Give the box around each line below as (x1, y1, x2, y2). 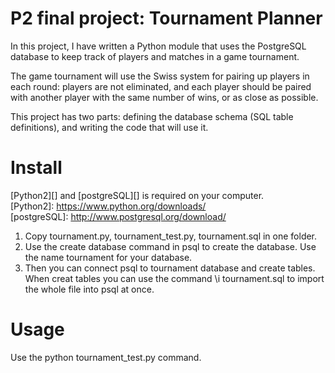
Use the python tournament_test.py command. (10, 351, 202, 363)
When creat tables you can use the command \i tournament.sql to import (24, 272, 325, 284)
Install (10, 157, 63, 179)
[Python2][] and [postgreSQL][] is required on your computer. (10, 189, 265, 201)
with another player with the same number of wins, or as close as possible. (10, 91, 319, 103)
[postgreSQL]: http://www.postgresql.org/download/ (10, 210, 227, 222)
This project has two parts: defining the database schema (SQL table (10, 110, 294, 122)
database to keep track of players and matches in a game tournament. (10, 50, 300, 62)
